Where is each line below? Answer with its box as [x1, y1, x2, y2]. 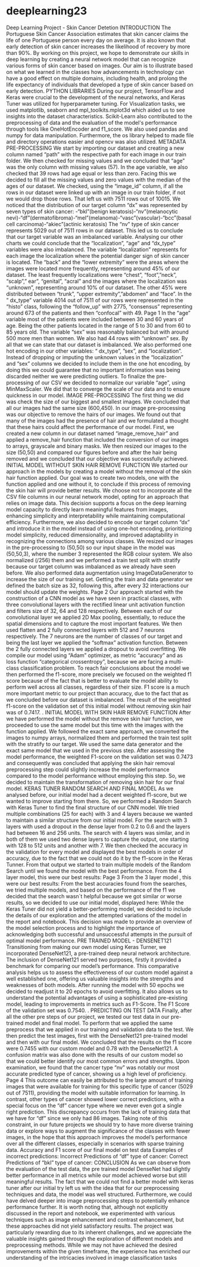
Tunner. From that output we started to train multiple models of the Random [6, 861, 191, 868]
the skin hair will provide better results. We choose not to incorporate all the [6, 486, 192, 494]
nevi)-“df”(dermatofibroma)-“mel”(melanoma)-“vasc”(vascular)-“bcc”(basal [6, 214, 192, 221]
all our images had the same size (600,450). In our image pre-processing [6, 404, 186, 411]
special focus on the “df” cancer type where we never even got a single [6, 1102, 182, 1109]
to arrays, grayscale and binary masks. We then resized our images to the [6, 442, 187, 449]
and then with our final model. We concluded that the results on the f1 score [6, 1038, 192, 1046]
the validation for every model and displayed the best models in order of [6, 848, 183, 855]
